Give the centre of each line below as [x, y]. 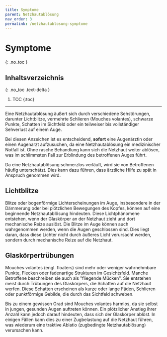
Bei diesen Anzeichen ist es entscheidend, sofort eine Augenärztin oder [79, 139]
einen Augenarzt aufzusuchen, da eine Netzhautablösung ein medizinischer [83, 144]
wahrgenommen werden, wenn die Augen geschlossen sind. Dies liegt [77, 229]
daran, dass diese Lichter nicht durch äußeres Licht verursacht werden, [78, 234]
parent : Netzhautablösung [32, 14]
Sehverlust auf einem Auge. [34, 129]
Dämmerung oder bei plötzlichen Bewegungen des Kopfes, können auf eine [83, 208]
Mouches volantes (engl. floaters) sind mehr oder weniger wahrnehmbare [81, 267]
